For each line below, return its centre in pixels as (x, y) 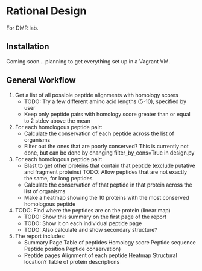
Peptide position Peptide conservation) (72, 249)
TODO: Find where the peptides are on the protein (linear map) (93, 210)
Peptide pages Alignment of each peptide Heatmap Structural (101, 255)
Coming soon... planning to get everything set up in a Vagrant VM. (88, 61)
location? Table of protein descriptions (72, 261)
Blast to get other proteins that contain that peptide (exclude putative (109, 165)
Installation (28, 47)
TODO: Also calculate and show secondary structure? (91, 229)
